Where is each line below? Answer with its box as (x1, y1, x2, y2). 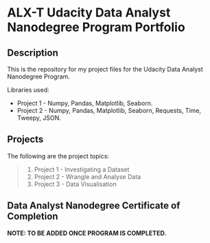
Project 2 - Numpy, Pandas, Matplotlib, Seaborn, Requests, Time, (16, 107, 201, 114)
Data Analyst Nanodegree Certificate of (7, 200, 180, 211)
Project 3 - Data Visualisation (34, 180, 117, 188)
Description (7, 47, 58, 59)
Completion (7, 211, 58, 222)
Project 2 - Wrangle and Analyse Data (34, 172, 141, 180)
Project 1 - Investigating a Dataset (34, 165, 130, 173)
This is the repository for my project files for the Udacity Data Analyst (7, 65, 204, 73)
